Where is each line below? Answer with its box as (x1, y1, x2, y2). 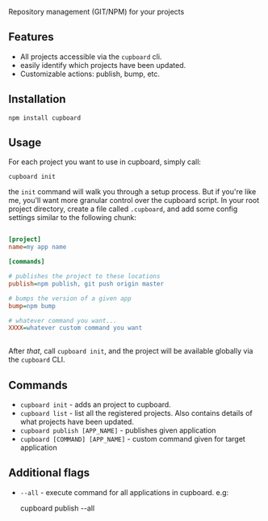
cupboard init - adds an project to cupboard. (19, 400, 171, 409)
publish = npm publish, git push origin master (8, 279, 164, 288)
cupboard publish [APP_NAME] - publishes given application (19, 426, 216, 435)
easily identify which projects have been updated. (19, 60, 186, 70)
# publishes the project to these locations (8, 273, 161, 281)
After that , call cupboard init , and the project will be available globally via (8, 346, 253, 356)
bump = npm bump (8, 302, 57, 310)
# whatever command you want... (8, 316, 117, 324)
